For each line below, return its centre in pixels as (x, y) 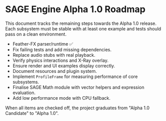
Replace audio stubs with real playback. (54, 55)
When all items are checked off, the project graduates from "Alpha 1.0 (77, 108)
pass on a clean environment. (36, 34)
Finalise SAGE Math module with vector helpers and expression (78, 87)
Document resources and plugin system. (55, 71)
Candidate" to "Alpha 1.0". (32, 113)
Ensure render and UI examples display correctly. (64, 66)
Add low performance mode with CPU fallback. (62, 98)
